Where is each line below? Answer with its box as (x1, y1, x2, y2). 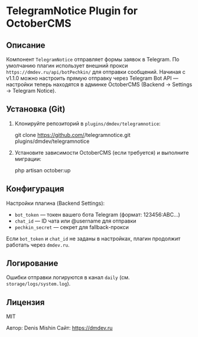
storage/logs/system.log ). (6, 280, 71, 287)
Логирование (6, 259, 59, 269)
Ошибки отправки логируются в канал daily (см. (6, 274, 130, 281)
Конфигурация (6, 184, 64, 194)
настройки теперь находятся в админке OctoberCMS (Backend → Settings (6, 81, 193, 88)
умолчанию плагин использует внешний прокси (6, 62, 128, 69)
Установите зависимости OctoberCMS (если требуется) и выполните (14, 149, 189, 156)
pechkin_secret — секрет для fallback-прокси (14, 223, 129, 231)
